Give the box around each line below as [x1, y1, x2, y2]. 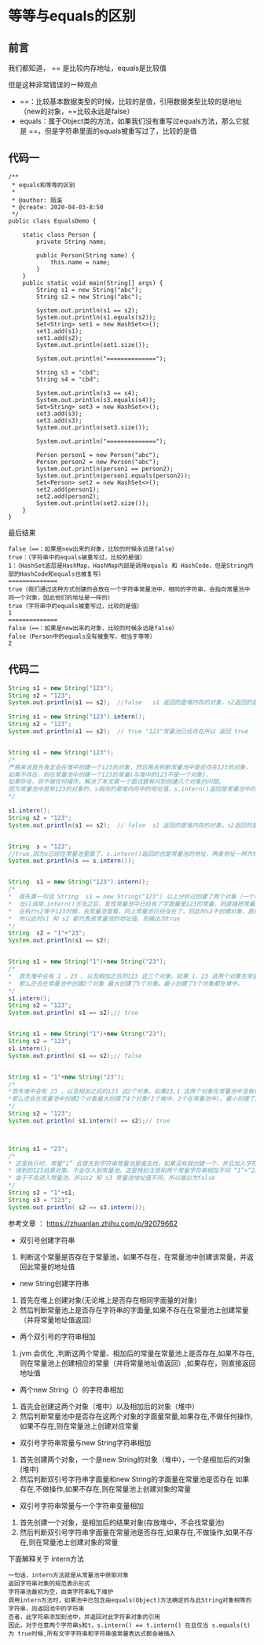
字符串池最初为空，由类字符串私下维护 [8, 1588, 114, 1595]
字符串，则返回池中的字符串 [8, 1604, 85, 1613]
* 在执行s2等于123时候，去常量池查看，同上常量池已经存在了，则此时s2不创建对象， [8, 907, 248, 915]
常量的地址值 [33, 1262, 75, 1271]
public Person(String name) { [36, 251, 135, 260]
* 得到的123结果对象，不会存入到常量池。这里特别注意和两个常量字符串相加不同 [8, 1167, 230, 1175]
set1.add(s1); [36, 327, 82, 335]
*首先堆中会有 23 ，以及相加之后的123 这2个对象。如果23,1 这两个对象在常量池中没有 [8, 1087, 254, 1096]
